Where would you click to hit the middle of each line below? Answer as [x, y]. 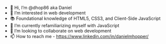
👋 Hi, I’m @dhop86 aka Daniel [41, 8]
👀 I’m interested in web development [48, 13]
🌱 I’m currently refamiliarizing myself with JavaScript [65, 25]
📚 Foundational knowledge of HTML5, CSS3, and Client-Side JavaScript [85, 18]
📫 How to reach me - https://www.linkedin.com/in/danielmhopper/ [79, 36]
